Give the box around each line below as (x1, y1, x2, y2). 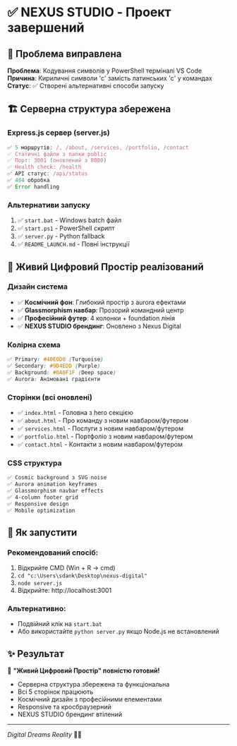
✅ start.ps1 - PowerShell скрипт (17, 224, 115, 233)
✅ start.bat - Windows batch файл (17, 216, 122, 224)
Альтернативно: (7, 604, 66, 614)
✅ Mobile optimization (7, 507, 75, 514)
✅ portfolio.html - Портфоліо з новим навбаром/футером (17, 432, 193, 440)
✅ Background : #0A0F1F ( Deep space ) (7, 368, 116, 376)
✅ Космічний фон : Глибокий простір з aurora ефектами (17, 298, 186, 306)
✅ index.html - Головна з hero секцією (17, 408, 134, 416)
